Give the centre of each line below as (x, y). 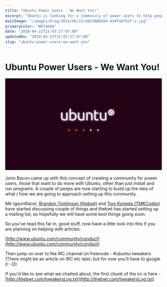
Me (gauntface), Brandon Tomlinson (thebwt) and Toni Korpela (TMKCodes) (83, 203)
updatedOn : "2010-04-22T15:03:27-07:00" (48, 37)
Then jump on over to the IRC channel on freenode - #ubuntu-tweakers (78, 254)
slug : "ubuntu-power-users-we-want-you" (48, 42)
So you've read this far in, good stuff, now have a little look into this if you (80, 224)
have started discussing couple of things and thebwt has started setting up (82, 209)
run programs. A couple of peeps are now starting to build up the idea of (80, 189)
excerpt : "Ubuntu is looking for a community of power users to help (79, 16)
